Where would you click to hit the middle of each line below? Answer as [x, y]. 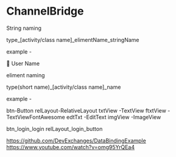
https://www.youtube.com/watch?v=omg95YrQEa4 [71, 147]
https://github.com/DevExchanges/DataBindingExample [76, 141]
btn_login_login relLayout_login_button [55, 128]
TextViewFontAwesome [36, 117]
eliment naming [26, 75]
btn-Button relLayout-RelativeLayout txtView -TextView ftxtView [86, 110]
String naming [24, 28]
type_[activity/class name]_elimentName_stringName [73, 40]
